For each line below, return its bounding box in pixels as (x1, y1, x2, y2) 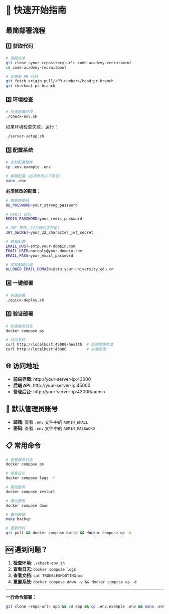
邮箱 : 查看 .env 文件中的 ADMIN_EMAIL (13, 419, 88, 425)
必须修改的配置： (6, 188, 41, 194)
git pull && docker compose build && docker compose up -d (6, 530, 132, 536)
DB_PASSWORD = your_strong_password (6, 203, 78, 208)
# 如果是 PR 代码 (6, 74, 38, 79)
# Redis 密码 (6, 212, 32, 217)
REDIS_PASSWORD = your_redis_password (6, 216, 82, 221)
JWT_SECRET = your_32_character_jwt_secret (6, 230, 94, 235)
